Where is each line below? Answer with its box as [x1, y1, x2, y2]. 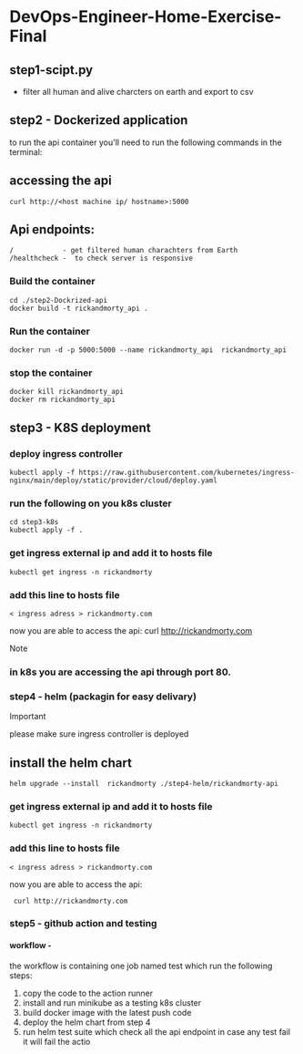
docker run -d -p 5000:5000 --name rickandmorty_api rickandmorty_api [9, 346, 287, 355]
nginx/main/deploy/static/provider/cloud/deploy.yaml [9, 476, 218, 485]
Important [9, 711, 46, 722]
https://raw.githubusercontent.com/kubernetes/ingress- [78, 468, 296, 478]
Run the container [9, 325, 91, 337]
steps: [9, 969, 33, 981]
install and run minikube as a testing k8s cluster [22, 997, 202, 1008]
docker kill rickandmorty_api [9, 387, 125, 397]
